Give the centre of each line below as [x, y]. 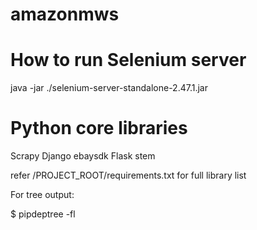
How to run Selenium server [128, 60]
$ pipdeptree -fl [43, 214]
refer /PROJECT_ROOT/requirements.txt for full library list [128, 175]
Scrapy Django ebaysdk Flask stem [83, 156]
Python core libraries [99, 128]
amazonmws [65, 14]
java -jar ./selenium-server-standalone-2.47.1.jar [109, 88]
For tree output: [42, 195]
